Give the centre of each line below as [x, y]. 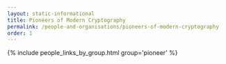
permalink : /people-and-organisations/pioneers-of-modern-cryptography [113, 26]
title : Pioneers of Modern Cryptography [67, 20]
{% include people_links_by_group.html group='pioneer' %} [92, 53]
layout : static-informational [51, 14]
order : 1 [20, 33]
